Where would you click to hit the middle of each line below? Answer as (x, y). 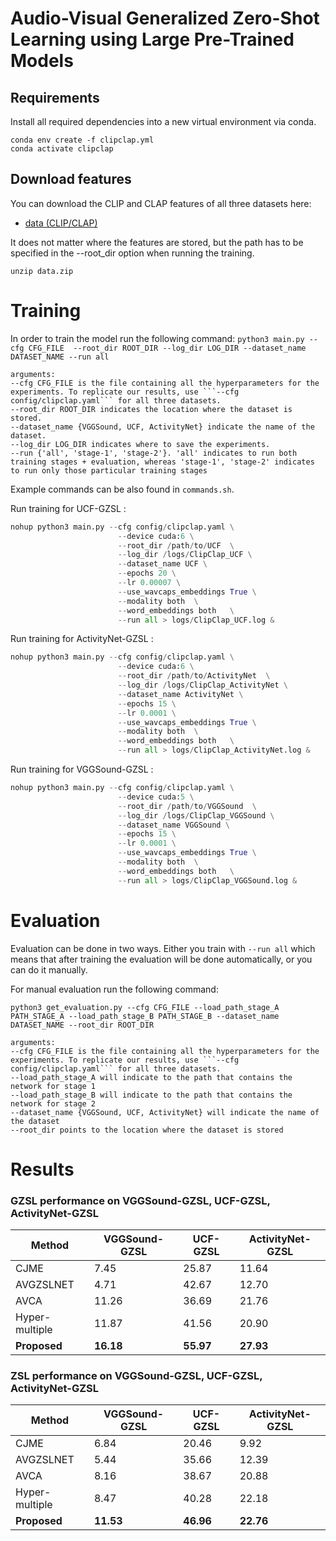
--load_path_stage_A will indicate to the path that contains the (151, 1077)
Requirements (55, 97)
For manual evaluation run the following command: (114, 989)
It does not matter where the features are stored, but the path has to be (157, 242)
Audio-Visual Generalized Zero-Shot (165, 18)
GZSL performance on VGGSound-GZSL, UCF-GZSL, (140, 1200)
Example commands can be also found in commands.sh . (122, 489)
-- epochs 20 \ (147, 573)
